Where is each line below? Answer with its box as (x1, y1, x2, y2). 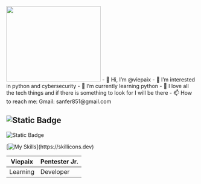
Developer (40, 167, 70, 176)
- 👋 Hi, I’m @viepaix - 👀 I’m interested (101, 76, 195, 83)
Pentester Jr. (40, 157, 78, 165)
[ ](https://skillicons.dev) (6, 143, 94, 150)
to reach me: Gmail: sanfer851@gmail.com (6, 98, 112, 105)
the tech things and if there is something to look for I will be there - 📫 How (6, 89, 192, 96)
